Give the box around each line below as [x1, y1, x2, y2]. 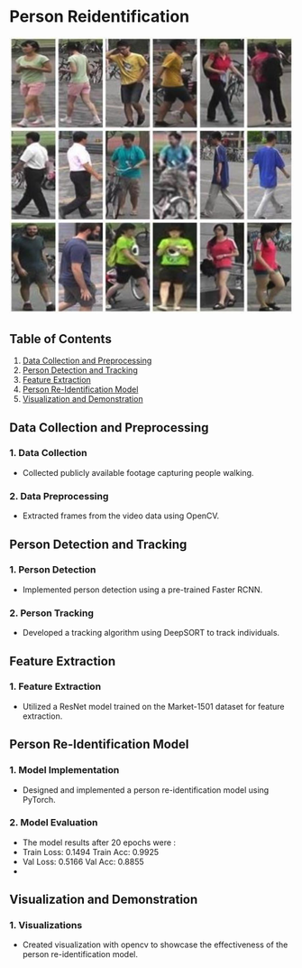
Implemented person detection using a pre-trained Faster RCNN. [22, 584, 263, 595]
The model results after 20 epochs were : [22, 837, 177, 848]
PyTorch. [22, 794, 56, 805]
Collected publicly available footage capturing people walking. [22, 467, 254, 478]
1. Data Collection [9, 447, 87, 460]
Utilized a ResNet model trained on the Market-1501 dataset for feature [22, 701, 285, 712]
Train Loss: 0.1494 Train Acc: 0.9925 [22, 846, 160, 857]
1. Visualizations [9, 919, 83, 932]
